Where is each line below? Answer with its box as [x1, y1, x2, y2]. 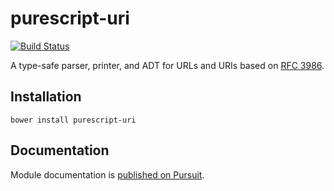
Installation [10, 88, 82, 106]
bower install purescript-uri [10, 115, 137, 125]
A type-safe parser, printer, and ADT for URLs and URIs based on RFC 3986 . [10, 59, 325, 71]
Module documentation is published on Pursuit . [10, 168, 205, 181]
